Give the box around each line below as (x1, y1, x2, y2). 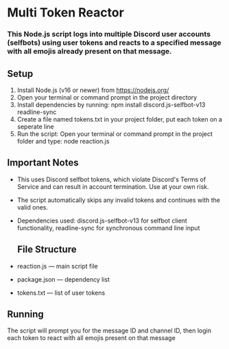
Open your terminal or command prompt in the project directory (16, 93, 197, 101)
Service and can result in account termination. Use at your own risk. (16, 182, 209, 190)
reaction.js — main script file (16, 262, 98, 270)
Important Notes (7, 157, 79, 169)
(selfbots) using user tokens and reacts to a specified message (7, 38, 221, 47)
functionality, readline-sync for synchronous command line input (16, 223, 200, 232)
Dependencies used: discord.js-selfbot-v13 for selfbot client (16, 216, 187, 225)
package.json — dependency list (16, 275, 110, 283)
